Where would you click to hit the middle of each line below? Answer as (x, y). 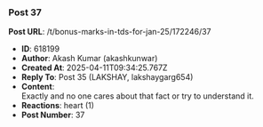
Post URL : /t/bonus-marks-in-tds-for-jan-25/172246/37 (110, 32)
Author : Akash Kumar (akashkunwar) (89, 59)
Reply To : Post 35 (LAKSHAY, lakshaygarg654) (107, 77)
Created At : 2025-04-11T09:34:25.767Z (94, 67)
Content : (38, 87)
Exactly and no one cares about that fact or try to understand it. (137, 96)
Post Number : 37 (53, 115)
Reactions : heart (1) (58, 106)
